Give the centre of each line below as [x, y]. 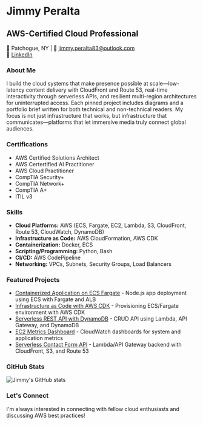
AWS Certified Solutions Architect [57, 158]
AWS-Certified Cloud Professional [72, 34]
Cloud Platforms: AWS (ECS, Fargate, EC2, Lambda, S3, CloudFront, [101, 225]
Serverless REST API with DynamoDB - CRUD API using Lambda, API [101, 319]
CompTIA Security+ [40, 177]
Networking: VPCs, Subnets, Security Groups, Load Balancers [93, 264]
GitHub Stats [25, 367]
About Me [21, 70]
